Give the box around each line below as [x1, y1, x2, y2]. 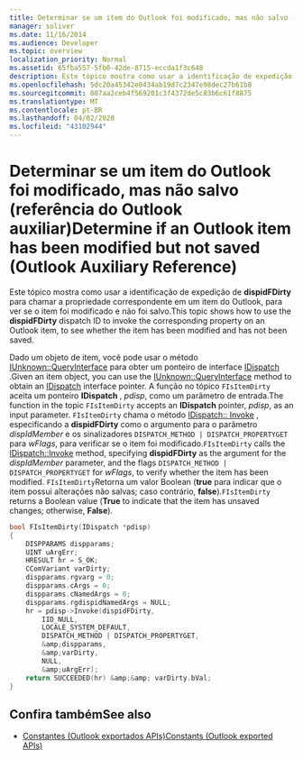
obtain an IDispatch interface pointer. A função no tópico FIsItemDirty [9, 380, 271, 391]
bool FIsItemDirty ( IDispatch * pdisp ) [9, 522, 151, 532]
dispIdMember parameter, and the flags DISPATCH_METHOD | [9, 457, 227, 468]
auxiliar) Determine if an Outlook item [9, 218, 291, 239]
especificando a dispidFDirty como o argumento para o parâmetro [9, 418, 258, 429]
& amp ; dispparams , [41, 640, 106, 649]
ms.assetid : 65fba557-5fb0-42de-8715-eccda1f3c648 [9, 64, 204, 73]
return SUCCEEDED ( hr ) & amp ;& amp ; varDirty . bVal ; [25, 673, 212, 682]
